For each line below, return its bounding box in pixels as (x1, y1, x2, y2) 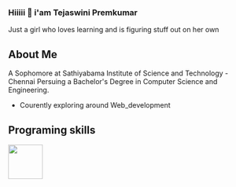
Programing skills (8, 123, 96, 137)
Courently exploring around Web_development (19, 101, 171, 110)
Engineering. (8, 86, 50, 95)
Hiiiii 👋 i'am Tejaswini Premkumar (8, 7, 138, 18)
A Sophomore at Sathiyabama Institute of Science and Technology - (8, 68, 229, 78)
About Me (8, 47, 57, 61)
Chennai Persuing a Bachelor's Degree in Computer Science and (8, 77, 218, 86)
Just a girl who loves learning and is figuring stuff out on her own (8, 25, 219, 35)
